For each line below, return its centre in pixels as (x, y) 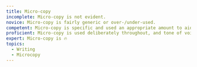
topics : (16, 44)
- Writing (23, 50)
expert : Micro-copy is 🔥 (37, 38)
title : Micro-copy (28, 11)
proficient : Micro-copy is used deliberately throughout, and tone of (94, 33)
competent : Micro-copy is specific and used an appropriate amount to (94, 28)
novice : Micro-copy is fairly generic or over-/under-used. (81, 22)
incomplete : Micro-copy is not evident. (56, 17)
